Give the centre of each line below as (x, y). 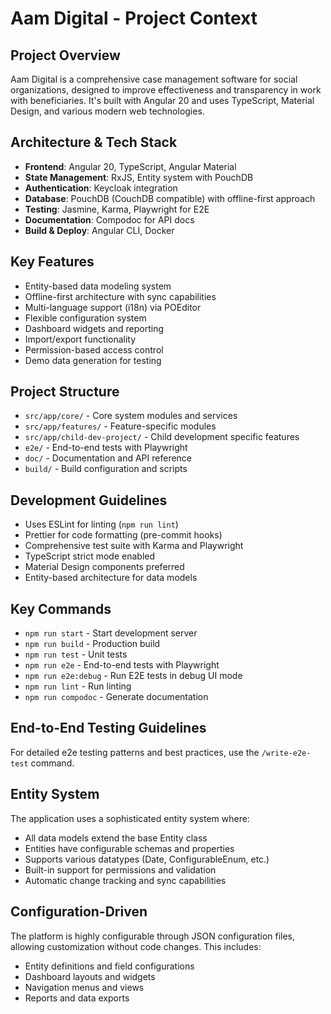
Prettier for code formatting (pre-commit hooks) (123, 535)
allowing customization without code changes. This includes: (136, 946)
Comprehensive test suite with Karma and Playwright (134, 546)
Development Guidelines (89, 500)
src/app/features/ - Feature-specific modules (120, 426)
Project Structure (65, 392)
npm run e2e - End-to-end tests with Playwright (122, 665)
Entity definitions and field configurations (109, 966)
